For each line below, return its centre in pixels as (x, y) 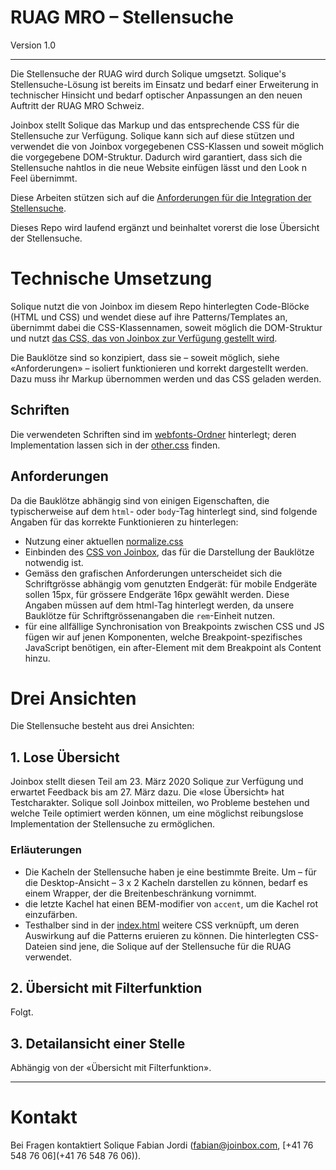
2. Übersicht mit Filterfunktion (106, 987)
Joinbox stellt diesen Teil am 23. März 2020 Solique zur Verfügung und (157, 782)
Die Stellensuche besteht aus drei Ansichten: (102, 726)
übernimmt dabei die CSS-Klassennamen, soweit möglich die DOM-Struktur (166, 327)
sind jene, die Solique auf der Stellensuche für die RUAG (175, 946)
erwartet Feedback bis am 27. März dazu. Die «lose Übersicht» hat (147, 792)
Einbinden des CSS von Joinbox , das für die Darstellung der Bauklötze (169, 552)
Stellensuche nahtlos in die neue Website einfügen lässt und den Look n (158, 167)
